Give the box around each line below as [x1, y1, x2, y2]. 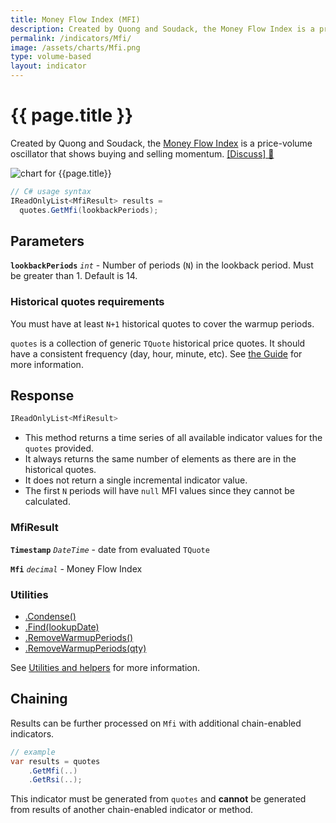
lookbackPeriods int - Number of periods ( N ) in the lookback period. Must [10, 259, 314, 271]
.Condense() [24, 610, 77, 622]
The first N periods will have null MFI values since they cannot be [24, 485, 296, 497]
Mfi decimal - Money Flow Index [10, 562, 143, 575]
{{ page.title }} [10, 104, 134, 127]
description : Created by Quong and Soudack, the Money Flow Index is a [10, 24, 315, 34]
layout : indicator [10, 61, 87, 71]
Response [10, 387, 75, 405]
